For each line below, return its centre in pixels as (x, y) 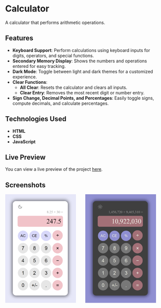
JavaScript (24, 142)
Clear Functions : (30, 82)
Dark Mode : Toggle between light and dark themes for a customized (83, 71)
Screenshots (25, 185)
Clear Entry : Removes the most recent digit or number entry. (82, 92)
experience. (25, 77)
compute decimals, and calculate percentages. (60, 103)
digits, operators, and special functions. (53, 55)
